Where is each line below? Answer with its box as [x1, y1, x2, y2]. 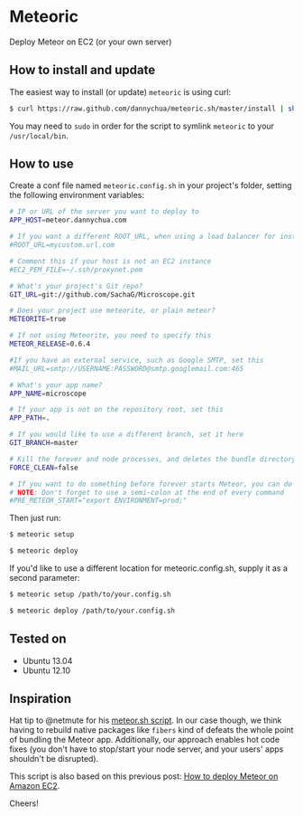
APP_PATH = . [9, 413, 50, 422]
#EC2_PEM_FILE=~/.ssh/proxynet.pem [9, 265, 143, 274]
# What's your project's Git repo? [9, 281, 143, 290]
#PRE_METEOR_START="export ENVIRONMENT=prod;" [9, 496, 188, 506]
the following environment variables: [9, 190, 144, 201]
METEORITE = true [9, 315, 67, 324]
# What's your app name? [9, 380, 103, 390]
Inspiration [9, 691, 72, 707]
